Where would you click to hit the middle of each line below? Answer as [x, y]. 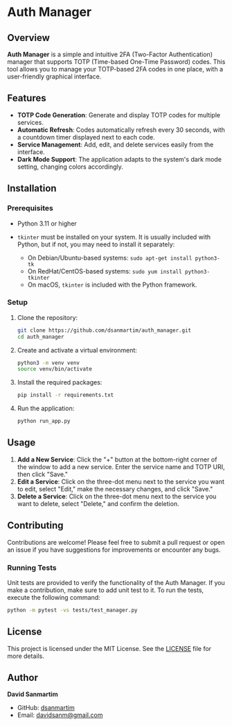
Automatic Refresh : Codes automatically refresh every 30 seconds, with [121, 130]
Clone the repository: [47, 317]
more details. [26, 656]
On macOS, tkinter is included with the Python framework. [112, 285]
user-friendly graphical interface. [54, 76]
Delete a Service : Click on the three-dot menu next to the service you [117, 496]
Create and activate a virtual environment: [77, 350]
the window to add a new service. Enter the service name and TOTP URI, [121, 466]
